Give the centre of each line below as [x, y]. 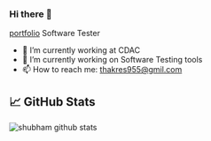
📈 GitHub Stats [52, 102]
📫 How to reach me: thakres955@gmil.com [102, 70]
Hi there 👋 [31, 14]
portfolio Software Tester [55, 33]
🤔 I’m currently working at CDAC [81, 50]
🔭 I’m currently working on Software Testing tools [112, 60]
